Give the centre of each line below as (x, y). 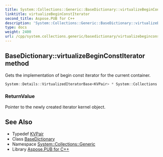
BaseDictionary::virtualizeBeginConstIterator (75, 56)
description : (18, 23)
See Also (19, 122)
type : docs (16, 28)
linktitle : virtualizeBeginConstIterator (48, 14)
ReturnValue (20, 96)
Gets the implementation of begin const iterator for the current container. (78, 75)
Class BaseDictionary (33, 139)
